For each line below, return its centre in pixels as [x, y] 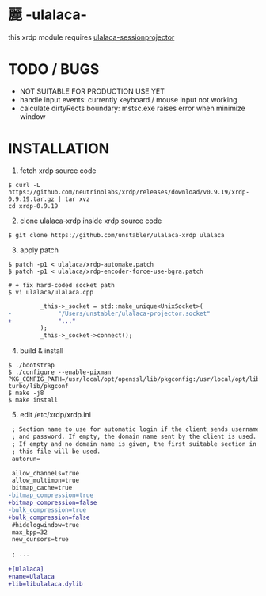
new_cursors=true [40, 540]
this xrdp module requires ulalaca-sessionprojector [91, 37]
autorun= [26, 459]
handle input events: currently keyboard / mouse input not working [128, 99]
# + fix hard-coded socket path [61, 285]
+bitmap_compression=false [53, 503]
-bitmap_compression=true [51, 495]
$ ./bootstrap [32, 365]
